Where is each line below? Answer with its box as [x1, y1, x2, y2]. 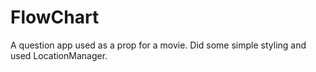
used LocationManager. [10, 49, 108, 61]
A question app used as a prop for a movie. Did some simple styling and [10, 39, 307, 51]
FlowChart [10, 6, 100, 29]
